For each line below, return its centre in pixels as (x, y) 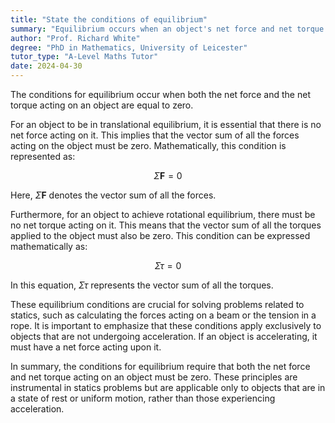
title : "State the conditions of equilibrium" (109, 19)
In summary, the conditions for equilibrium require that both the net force (160, 366)
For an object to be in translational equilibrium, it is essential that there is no (166, 124)
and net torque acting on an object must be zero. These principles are (154, 377)
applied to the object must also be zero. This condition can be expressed (160, 235)
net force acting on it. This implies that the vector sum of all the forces (155, 135)
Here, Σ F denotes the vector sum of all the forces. (113, 195)
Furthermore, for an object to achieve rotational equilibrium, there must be (163, 214)
